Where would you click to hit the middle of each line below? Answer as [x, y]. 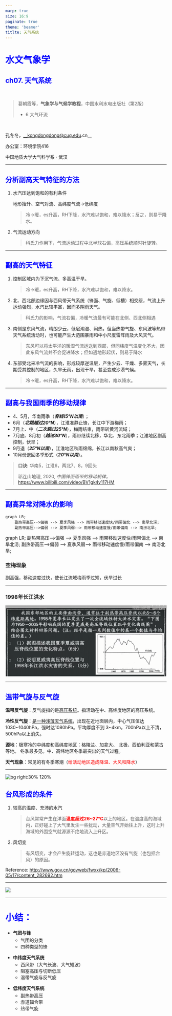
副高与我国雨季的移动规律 [46, 403]
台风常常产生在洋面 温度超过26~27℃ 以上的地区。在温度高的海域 [94, 818]
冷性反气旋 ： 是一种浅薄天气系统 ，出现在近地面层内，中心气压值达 [75, 721]
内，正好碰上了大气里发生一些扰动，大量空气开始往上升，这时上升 [95, 825]
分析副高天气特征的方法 [42, 179]
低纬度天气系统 [28, 988]
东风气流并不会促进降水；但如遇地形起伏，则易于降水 [86, 352]
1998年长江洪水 [25, 597]
